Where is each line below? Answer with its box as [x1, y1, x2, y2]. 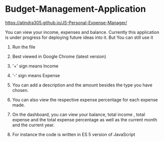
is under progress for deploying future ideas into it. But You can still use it [5, 34, 153, 40]
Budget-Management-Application [5, 3, 146, 15]
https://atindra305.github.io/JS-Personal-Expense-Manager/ [5, 20, 127, 26]
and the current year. [12, 122, 55, 128]
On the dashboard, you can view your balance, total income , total [12, 112, 145, 117]
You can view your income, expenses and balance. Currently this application [5, 29, 160, 35]
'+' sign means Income [12, 63, 59, 69]
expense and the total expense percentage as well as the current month [12, 116, 158, 122]
